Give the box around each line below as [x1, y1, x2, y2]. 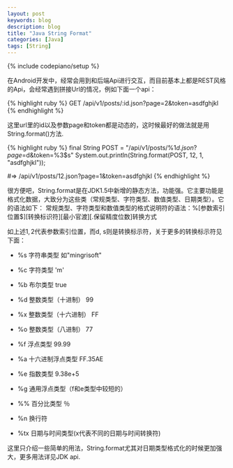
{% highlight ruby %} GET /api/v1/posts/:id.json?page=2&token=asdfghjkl [7, 99, 218, 107]
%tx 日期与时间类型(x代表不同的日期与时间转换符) [17, 429, 161, 437]
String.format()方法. [7, 130, 64, 138]
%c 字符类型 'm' [17, 266, 65, 274]
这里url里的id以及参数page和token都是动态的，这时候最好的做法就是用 [7, 121, 210, 129]
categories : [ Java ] [7, 36, 64, 43]
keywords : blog [7, 17, 52, 24]
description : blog [7, 23, 61, 30]
